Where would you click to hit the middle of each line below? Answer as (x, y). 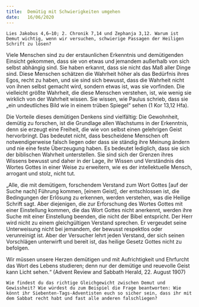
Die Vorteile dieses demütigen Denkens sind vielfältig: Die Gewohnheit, (93, 117)
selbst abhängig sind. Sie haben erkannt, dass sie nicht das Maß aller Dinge (99, 67)
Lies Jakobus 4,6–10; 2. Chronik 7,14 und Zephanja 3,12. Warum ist (92, 33)
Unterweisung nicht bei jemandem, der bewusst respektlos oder (84, 229)
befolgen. (18, 248)
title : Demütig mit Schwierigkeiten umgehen (63, 12)
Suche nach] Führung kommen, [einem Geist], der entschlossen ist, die (93, 191)
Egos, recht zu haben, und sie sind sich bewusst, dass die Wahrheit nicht (95, 80)
